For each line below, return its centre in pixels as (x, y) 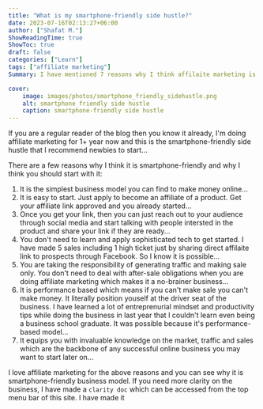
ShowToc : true (32, 45)
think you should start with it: (55, 174)
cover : (19, 89)
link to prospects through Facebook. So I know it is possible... (119, 256)
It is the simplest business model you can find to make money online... (134, 189)
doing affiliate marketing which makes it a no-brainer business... (124, 282)
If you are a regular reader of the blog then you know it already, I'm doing (127, 133)
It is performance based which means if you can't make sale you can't (134, 290)
